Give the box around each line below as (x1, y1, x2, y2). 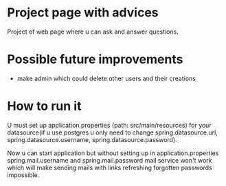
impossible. (7, 170, 40, 179)
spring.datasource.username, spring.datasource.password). (7, 135, 177, 143)
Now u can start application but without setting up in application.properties (7, 149, 219, 157)
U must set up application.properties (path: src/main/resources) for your (7, 121, 212, 129)
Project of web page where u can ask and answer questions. (7, 27, 179, 36)
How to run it (7, 98, 82, 114)
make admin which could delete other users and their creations (16, 74, 196, 82)
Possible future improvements (7, 51, 183, 67)
